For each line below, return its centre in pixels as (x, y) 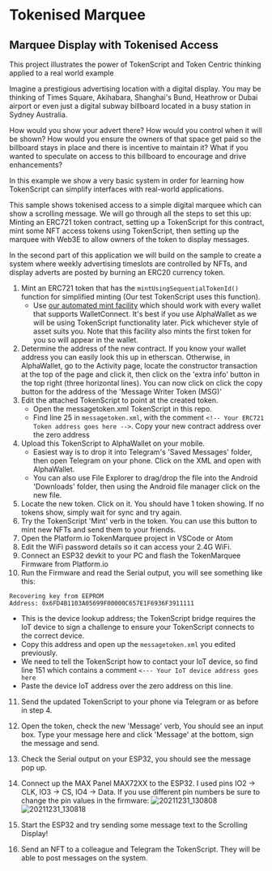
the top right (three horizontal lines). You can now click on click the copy (142, 383)
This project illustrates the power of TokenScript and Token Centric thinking (135, 64)
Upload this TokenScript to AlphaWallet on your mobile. (113, 443)
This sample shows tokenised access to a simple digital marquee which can (136, 205)
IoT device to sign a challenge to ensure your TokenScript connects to (138, 627)
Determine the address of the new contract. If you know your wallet (133, 348)
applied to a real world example (62, 73)
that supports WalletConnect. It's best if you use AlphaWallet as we (145, 314)
